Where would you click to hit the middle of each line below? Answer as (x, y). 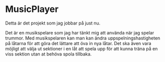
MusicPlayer (32, 9)
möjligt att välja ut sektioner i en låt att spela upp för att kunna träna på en (81, 48)
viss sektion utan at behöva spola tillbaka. (49, 54)
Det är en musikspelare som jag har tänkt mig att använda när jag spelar (80, 32)
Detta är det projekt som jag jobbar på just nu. (53, 23)
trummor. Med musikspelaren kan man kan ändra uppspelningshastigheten (83, 38)
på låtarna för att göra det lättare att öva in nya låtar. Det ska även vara (78, 43)
